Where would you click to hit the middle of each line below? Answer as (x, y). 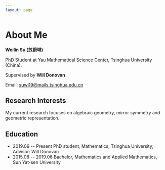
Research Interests (36, 100)
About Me (26, 35)
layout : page (19, 10)
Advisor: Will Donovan (36, 152)
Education (22, 134)
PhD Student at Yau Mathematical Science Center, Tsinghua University (79, 60)
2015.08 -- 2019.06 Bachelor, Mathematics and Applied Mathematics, (85, 157)
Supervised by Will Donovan (35, 75)
